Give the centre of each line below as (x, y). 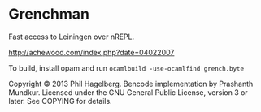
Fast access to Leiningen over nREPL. (72, 37)
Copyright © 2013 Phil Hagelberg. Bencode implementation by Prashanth (131, 84)
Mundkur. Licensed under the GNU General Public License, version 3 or (128, 92)
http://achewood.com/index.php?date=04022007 (91, 52)
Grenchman (49, 14)
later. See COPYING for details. (60, 101)
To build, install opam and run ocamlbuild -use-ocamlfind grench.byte (126, 68)
